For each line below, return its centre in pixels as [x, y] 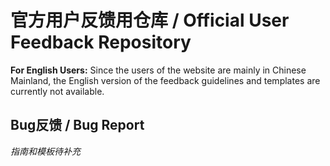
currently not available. [57, 91]
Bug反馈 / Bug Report [77, 125]
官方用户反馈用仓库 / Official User [150, 20]
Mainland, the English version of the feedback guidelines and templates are [165, 80]
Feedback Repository [101, 42]
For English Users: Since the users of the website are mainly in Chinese [158, 70]
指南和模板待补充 [45, 151]
